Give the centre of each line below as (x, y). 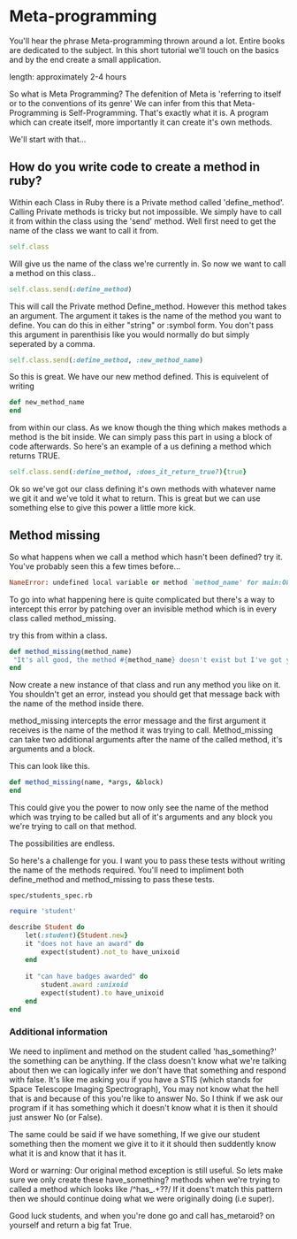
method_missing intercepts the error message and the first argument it (138, 721)
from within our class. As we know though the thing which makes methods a (148, 427)
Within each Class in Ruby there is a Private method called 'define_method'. (147, 202)
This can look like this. (49, 766)
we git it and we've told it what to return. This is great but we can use (135, 498)
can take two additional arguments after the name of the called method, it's (146, 740)
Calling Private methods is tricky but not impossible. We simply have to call (145, 212)
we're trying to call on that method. (73, 827)
